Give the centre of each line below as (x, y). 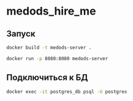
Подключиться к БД (47, 78)
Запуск (21, 34)
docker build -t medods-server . (49, 47)
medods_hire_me (51, 11)
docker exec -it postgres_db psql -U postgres (67, 92)
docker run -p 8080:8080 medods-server (57, 58)
